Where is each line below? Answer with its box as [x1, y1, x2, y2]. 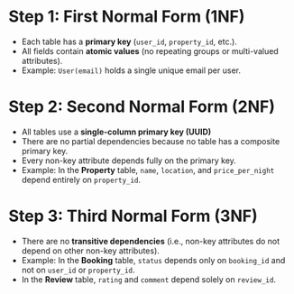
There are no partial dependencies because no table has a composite [21, 135, 280, 146]
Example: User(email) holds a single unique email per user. [21, 65, 241, 76]
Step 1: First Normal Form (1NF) [8, 6, 245, 27]
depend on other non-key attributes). [21, 245, 160, 256]
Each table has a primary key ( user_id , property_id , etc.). [21, 36, 238, 47]
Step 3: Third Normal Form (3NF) [8, 206, 258, 226]
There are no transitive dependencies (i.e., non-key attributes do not [21, 235, 280, 246]
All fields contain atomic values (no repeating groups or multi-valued [21, 45, 279, 56]
